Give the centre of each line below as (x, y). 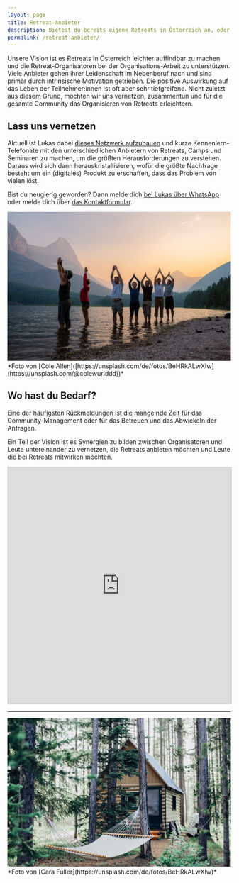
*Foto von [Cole (31, 366)
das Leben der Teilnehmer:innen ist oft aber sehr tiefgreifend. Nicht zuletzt (116, 89)
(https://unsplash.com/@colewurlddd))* (66, 373)
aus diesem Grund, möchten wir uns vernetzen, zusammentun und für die (115, 96)
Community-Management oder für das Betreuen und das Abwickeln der (112, 420)
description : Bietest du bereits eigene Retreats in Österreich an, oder (119, 30)
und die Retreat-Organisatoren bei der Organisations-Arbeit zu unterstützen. (119, 66)
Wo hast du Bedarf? (52, 396)
